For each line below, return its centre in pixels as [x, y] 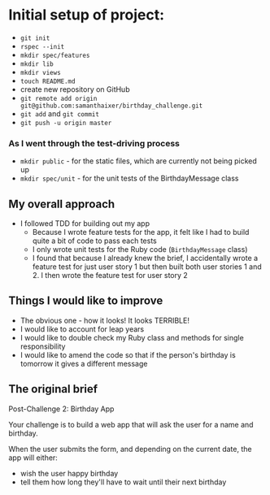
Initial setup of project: [87, 15]
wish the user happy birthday [69, 473]
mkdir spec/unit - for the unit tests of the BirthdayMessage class [129, 178]
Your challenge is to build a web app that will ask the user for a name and [131, 424]
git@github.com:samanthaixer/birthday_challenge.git [111, 106]
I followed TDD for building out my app [85, 224]
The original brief [53, 389]
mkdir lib [37, 64]
